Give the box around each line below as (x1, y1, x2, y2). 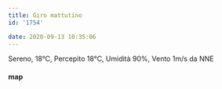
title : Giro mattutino (8, 11, 82, 20)
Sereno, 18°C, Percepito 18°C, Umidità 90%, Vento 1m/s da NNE (8, 54, 214, 63)
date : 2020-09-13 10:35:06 (8, 33, 96, 41)
